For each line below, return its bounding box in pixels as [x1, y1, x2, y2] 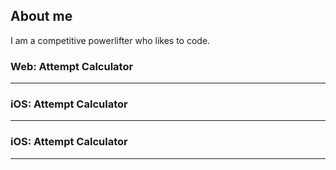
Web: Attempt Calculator [10, 59, 134, 73]
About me [10, 8, 73, 25]
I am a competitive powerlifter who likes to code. [10, 34, 211, 46]
